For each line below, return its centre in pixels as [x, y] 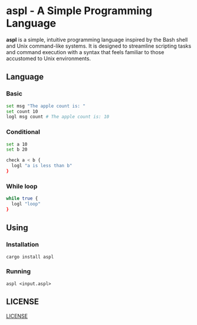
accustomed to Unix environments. [49, 58]
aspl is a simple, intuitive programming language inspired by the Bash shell [97, 39]
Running [19, 271]
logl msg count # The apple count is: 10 [58, 117]
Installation [23, 244]
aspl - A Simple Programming [79, 11]
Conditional [23, 132]
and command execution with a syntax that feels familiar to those [85, 52]
